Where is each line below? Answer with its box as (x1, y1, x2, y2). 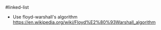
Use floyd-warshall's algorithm (12, 14, 78, 19)
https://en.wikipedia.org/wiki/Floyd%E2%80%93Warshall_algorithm (12, 19, 156, 25)
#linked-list (5, 4, 29, 10)
